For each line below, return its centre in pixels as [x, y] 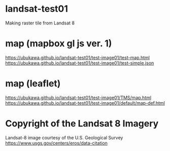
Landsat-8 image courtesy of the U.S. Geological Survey [64, 137]
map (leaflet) [33, 84]
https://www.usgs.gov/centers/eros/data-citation [57, 143]
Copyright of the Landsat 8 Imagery [82, 124]
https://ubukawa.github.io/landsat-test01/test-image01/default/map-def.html [85, 103]
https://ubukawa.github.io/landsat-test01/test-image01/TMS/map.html [78, 98]
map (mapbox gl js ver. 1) [59, 43]
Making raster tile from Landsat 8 [40, 23]
